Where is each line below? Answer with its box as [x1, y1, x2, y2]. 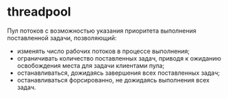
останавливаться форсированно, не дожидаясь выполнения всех [16, 76, 210, 84]
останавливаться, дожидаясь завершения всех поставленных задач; [16, 69, 220, 77]
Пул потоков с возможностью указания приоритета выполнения [7, 27, 197, 35]
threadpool [7, 4, 71, 20]
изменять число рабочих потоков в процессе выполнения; [16, 47, 190, 55]
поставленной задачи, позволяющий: [7, 33, 117, 42]
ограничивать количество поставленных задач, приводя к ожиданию [16, 54, 221, 62]
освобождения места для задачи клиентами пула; [16, 61, 165, 69]
